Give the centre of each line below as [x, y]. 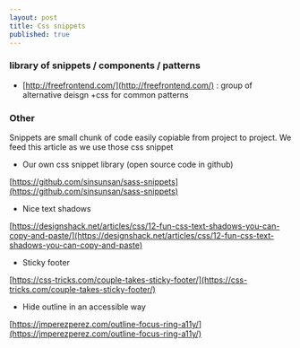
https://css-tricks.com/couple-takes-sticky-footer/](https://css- [130, 280]
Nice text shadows [56, 208]
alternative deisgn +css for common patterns [106, 94]
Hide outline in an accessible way [84, 307]
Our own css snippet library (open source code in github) [128, 164]
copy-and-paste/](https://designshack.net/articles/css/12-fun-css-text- [142, 235]
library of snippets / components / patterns [105, 65]
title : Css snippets [48, 26]
